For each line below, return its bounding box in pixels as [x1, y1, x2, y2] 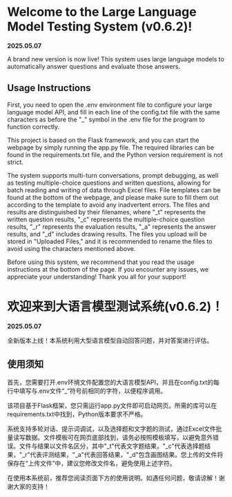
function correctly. [7, 122, 60, 131]
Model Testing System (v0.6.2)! [7, 19, 193, 34]
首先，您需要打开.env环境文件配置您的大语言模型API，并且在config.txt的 [7, 378, 214, 386]
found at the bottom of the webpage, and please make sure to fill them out [7, 193, 219, 201]
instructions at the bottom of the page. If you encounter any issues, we [7, 265, 209, 273]
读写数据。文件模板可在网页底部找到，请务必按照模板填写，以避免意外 [12, 433, 213, 441]
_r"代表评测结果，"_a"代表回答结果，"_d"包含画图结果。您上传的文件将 [21, 450, 223, 458]
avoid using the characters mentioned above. [7, 244, 136, 252]
